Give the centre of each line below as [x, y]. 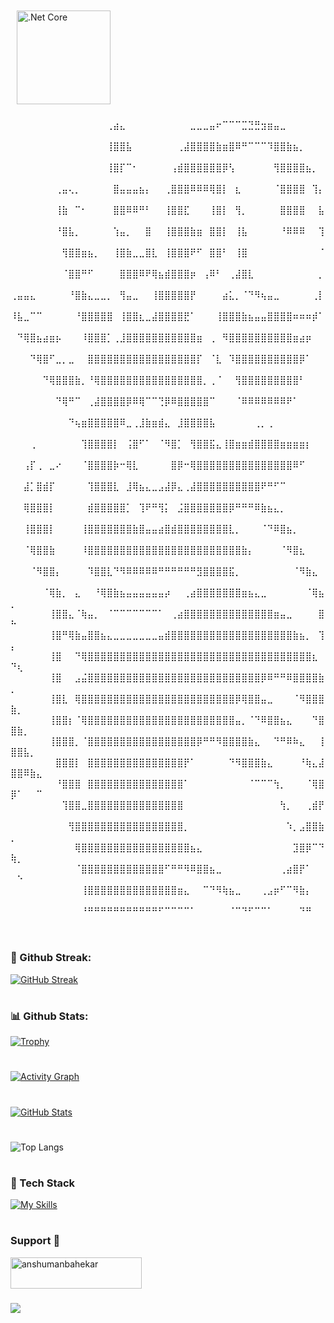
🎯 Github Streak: [51, 958]
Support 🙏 [35, 1241]
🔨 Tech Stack [43, 1183]
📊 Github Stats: [49, 1016]
